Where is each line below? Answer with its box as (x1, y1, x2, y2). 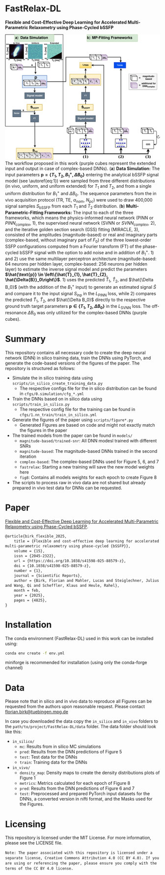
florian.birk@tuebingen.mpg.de (5, 709, 69, 715)
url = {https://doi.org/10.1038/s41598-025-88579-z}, (14, 558, 126, 563)
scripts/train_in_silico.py (12, 402, 70, 407)
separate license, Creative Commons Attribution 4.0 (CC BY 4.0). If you (5, 856, 160, 861)
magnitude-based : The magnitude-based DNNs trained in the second (19, 448, 158, 454)
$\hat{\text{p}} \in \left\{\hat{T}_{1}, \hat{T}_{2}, (5, 271, 108, 277)
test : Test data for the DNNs (19, 754, 78, 760)
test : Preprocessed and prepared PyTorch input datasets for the (19, 791, 150, 797)
